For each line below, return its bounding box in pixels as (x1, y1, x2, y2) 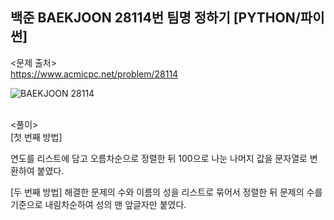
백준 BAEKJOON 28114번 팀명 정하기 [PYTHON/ (10, 9, 301, 27)
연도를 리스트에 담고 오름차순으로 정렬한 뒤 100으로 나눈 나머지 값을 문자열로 (10, 152, 308, 164)
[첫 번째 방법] (10, 131, 63, 143)
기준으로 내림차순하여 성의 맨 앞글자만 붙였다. (10, 198, 187, 210)
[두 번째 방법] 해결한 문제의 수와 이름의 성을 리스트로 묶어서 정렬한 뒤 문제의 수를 (10, 186, 323, 198)
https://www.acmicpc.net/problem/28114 (10, 68, 179, 80)
